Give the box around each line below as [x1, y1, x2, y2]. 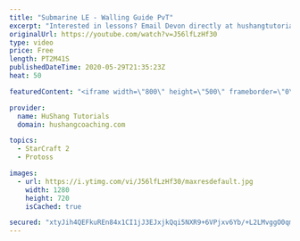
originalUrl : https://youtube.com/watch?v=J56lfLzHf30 [9, 29, 218, 38]
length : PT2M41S [9, 54, 70, 63]
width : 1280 [25, 185, 70, 195]
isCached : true [25, 202, 82, 211]
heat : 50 [9, 71, 42, 80]
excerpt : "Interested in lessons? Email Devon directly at [9, 21, 234, 30]
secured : [9, 218, 42, 228]
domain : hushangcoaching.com [17, 120, 126, 129]
